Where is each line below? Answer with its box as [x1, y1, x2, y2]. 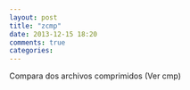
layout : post [9, 12, 58, 22]
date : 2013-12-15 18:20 [9, 29, 98, 38]
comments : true [9, 37, 66, 47]
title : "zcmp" [9, 21, 62, 30]
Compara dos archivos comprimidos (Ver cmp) [9, 70, 181, 81]
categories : [9, 46, 54, 55]
